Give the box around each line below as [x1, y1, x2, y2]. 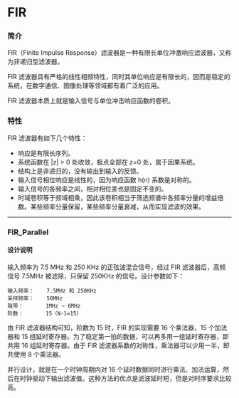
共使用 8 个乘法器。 [7, 350, 65, 358]
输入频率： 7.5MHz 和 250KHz [7, 287, 97, 294]
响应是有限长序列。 [17, 149, 75, 157]
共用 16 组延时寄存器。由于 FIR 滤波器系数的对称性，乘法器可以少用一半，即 [7, 341, 230, 350]
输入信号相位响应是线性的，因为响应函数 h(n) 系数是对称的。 [17, 175, 196, 184]
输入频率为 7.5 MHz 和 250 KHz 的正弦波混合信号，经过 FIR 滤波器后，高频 [7, 263, 226, 271]
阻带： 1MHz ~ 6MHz [7, 302, 81, 310]
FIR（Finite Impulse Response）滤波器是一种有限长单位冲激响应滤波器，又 [7, 48, 225, 57]
